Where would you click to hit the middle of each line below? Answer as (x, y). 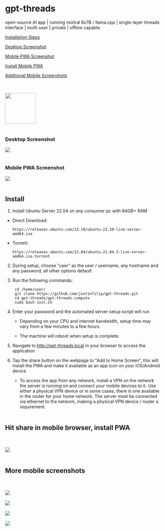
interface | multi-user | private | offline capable (52, 27)
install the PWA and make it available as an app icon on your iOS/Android (86, 366)
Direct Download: (30, 221)
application (24, 351)
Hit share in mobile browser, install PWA (68, 427)
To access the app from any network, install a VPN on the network (87, 381)
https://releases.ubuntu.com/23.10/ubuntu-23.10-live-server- (77, 230)
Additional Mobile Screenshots (36, 75)
